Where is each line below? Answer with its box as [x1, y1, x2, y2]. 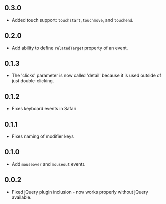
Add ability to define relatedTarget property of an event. [11, 45, 128, 51]
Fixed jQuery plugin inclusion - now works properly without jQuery [11, 189, 148, 195]
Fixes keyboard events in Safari [11, 106, 77, 112]
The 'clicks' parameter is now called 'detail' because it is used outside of [11, 72, 161, 79]
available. [11, 194, 32, 200]
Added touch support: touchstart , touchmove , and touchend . [11, 17, 134, 23]
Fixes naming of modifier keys [11, 133, 74, 139]
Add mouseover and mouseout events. [11, 161, 86, 167]
